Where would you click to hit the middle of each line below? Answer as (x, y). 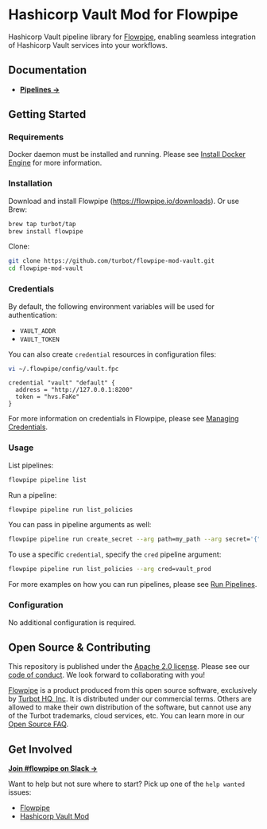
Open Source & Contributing (79, 647)
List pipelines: (31, 465)
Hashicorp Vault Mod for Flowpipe (123, 15)
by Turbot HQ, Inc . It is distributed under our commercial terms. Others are (130, 699)
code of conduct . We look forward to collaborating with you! (106, 675)
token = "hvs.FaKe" (48, 397)
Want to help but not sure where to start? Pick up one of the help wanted (126, 784)
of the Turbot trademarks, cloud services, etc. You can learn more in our (126, 716)
